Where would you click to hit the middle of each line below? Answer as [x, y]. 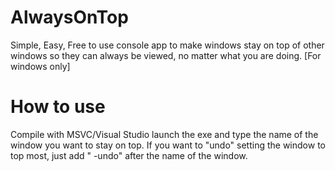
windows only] [40, 66]
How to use [58, 107]
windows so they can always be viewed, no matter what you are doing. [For [166, 55]
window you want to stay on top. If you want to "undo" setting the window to [168, 145]
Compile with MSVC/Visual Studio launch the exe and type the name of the [164, 134]
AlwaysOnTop [69, 17]
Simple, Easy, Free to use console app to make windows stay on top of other [167, 45]
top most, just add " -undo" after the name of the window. [129, 155]
